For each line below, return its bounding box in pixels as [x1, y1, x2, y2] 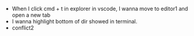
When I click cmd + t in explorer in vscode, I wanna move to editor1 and [11, 5, 189, 12]
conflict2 [11, 24, 34, 31]
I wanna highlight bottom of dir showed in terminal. [11, 18, 138, 25]
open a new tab [11, 11, 51, 19]
